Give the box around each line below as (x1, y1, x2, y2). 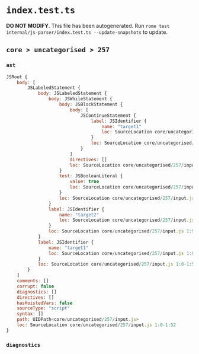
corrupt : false (17, 283, 54, 289)
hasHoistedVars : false (17, 300, 73, 306)
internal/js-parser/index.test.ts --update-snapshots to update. (6, 28, 168, 36)
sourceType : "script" (17, 305, 70, 311)
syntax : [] (17, 311, 44, 317)
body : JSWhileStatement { (48, 96, 113, 102)
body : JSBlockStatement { (59, 101, 123, 107)
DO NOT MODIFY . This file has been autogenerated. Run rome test (6, 22, 170, 29)
